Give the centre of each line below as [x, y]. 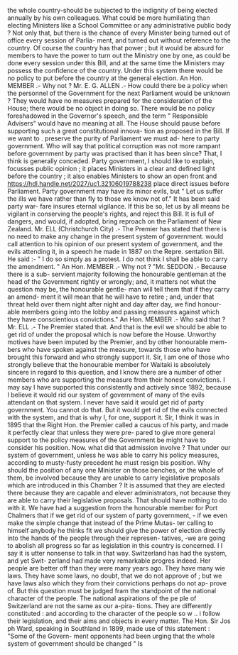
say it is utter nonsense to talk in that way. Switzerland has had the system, [117, 553]
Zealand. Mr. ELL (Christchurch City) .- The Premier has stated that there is [117, 229]
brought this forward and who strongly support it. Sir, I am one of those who [118, 357]
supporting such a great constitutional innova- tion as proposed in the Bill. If [118, 131]
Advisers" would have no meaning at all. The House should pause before [114, 123]
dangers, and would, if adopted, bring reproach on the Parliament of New [115, 221]
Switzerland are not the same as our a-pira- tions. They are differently [110, 606]
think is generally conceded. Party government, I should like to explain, [111, 161]
